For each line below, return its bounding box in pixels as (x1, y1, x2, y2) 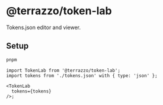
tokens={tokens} (11, 88, 52, 94)
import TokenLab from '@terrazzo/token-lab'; (6, 67, 120, 74)
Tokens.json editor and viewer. (6, 24, 81, 31)
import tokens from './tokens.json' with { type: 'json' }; (6, 72, 158, 78)
